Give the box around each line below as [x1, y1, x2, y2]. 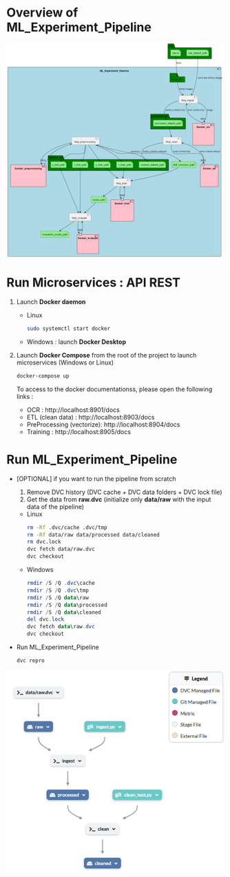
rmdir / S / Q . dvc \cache [26, 580, 96, 587]
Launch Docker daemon [16, 298, 86, 306]
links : [16, 392, 34, 400]
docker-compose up [16, 372, 70, 380]
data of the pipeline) [26, 502, 84, 510]
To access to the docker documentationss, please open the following [16, 384, 213, 393]
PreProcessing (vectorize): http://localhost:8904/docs [26, 420, 180, 429]
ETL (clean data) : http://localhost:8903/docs [26, 413, 155, 421]
